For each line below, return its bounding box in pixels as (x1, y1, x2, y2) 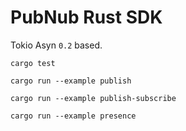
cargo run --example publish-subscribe (10, 93, 177, 103)
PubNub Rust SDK (10, 6, 163, 29)
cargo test (10, 58, 56, 68)
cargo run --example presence (10, 111, 137, 121)
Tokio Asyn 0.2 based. (10, 39, 103, 51)
